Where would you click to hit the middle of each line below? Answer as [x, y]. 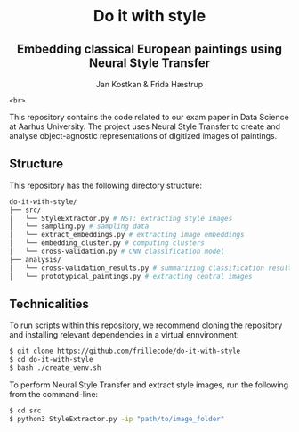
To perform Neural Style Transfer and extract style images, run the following [149, 385]
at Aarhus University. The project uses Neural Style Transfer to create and [145, 126]
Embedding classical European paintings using [149, 49]
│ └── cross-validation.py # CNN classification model [117, 252]
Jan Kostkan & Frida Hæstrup [149, 84]
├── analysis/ [36, 259]
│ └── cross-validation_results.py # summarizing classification [137, 268]
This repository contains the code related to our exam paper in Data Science [149, 117]
